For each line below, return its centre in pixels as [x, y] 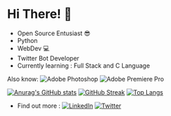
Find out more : [39, 106]
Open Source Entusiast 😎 [54, 33]
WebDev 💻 [33, 48]
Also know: [23, 79]
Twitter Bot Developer [48, 58]
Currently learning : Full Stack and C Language [83, 66]
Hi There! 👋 [40, 14]
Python [27, 40]
